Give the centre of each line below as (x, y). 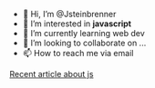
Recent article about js (52, 74)
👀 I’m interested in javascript (77, 24)
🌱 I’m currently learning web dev (84, 33)
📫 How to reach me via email (78, 53)
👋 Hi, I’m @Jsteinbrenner (69, 14)
